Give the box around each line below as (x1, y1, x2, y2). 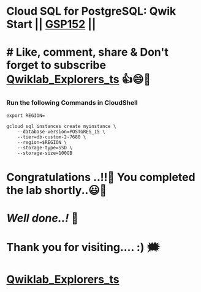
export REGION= (6, 112, 45, 119)
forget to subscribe (6, 58, 106, 72)
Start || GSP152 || (6, 17, 96, 31)
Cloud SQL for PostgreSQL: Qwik (6, 4, 176, 18)
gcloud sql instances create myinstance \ (6, 123, 116, 129)
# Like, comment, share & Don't (6, 45, 169, 59)
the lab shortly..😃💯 (6, 183, 107, 197)
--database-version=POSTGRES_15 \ (17, 129, 105, 135)
